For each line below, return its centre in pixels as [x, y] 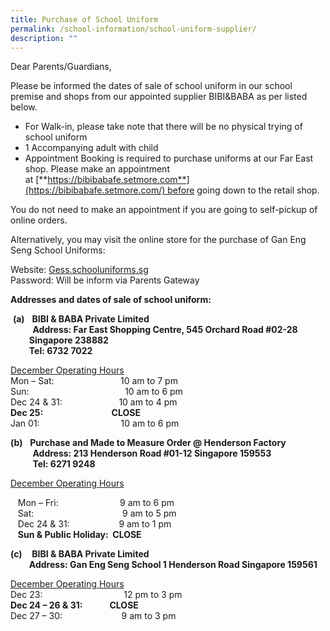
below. [24, 107]
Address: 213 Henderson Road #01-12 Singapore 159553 [152, 453]
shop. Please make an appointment [97, 169]
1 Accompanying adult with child [91, 148]
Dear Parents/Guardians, [61, 67]
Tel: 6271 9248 [64, 464]
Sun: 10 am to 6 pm [96, 392]
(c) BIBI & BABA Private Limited [80, 554]
